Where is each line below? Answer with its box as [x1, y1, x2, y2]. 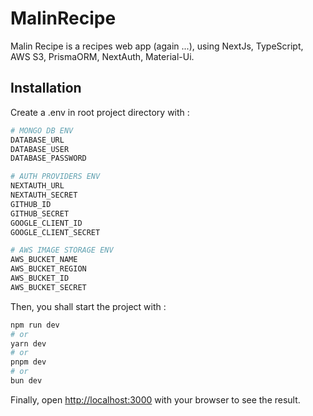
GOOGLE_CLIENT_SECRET [10, 227, 101, 237]
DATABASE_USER [10, 144, 70, 154]
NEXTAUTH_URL [10, 181, 65, 191]
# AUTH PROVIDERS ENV [10, 172, 101, 182]
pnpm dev [10, 357, 47, 367]
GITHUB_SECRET [10, 208, 70, 219]
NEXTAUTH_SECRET [10, 190, 78, 200]
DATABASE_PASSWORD [10, 153, 87, 164]
